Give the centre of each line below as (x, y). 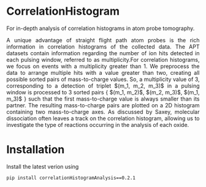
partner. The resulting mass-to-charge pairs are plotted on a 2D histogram (103, 105)
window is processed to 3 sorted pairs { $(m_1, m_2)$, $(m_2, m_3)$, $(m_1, (103, 92)
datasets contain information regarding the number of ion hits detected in (103, 53)
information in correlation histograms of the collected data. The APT (103, 47)
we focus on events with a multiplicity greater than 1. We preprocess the (103, 66)
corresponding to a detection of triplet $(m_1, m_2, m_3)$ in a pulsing (103, 86)
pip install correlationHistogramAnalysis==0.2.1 (71, 178)
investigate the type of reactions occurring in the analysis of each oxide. (98, 124)
